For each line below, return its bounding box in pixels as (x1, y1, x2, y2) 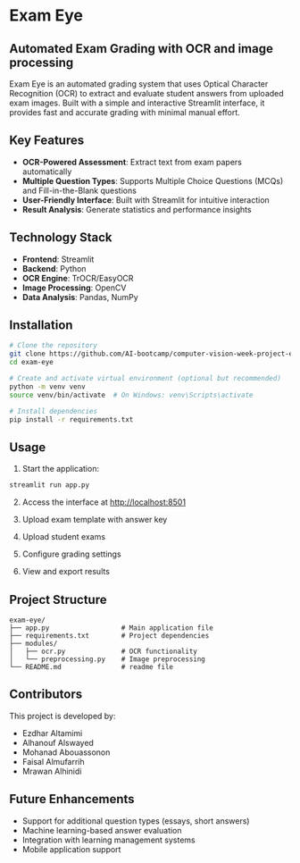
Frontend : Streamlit (21, 254, 95, 264)
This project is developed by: (9, 710, 116, 721)
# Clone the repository (9, 341, 98, 350)
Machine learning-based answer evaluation (21, 825, 182, 835)
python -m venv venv (9, 381, 87, 391)
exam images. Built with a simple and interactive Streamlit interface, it (9, 97, 265, 108)
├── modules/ (9, 639, 58, 648)
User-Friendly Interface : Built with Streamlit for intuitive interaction (21, 194, 270, 205)
